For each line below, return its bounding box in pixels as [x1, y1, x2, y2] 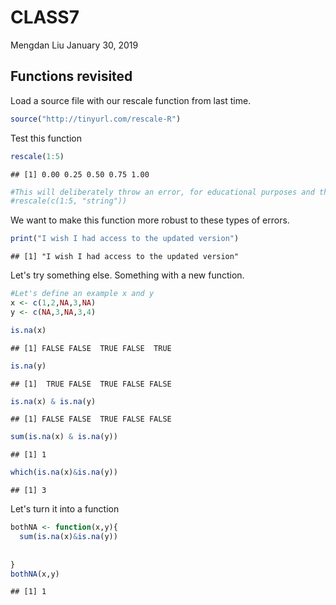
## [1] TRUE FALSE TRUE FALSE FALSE [10, 379, 172, 389]
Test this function [10, 132, 82, 144]
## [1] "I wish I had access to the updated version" [10, 252, 240, 262]
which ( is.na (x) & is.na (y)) [10, 467, 118, 478]
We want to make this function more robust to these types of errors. [10, 214, 290, 226]
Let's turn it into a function [10, 503, 120, 515]
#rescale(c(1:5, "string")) [10, 196, 128, 206]
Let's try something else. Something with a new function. [10, 269, 245, 281]
